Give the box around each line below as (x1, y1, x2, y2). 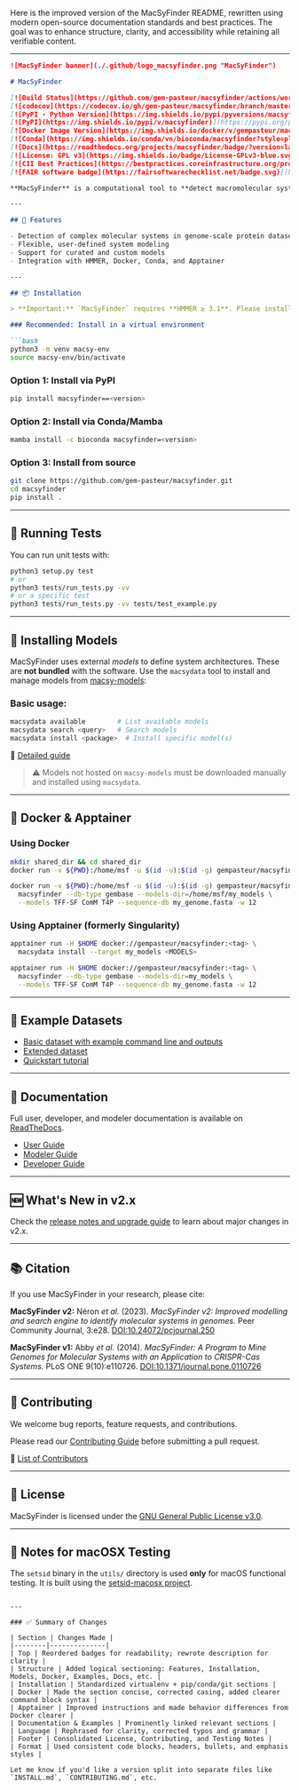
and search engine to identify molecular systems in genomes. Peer (10, 1315, 256, 1326)
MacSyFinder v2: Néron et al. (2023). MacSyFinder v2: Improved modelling (10, 1305, 288, 1317)
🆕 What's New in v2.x (10, 1192, 137, 1208)
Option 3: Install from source (10, 456, 137, 469)
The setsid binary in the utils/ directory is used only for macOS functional (10, 1568, 287, 1579)
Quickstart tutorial (22, 1056, 90, 1066)
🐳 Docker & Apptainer (10, 811, 131, 826)
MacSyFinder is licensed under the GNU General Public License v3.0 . (10, 1510, 264, 1521)
